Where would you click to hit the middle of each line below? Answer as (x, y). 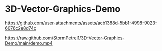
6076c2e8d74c (21, 28)
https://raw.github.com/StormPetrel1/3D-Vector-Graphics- (65, 38)
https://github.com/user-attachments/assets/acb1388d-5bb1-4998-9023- (81, 23)
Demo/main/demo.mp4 (29, 43)
